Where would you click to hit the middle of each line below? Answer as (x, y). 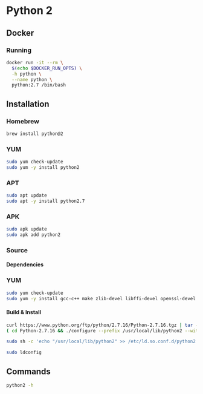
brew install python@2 (35, 134)
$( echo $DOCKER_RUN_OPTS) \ (47, 68)
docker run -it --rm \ (35, 62)
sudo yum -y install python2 (43, 167)
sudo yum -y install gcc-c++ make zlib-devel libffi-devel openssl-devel (101, 298)
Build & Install (24, 312)
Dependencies (25, 264)
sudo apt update (27, 195)
